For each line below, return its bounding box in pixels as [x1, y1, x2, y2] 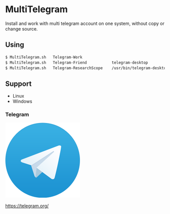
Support [5, 79, 32, 88]
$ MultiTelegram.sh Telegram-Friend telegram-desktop [5, 60, 148, 65]
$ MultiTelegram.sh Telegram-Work [5, 54, 82, 59]
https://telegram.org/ [5, 203, 49, 209]
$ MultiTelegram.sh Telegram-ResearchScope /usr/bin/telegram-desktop [5, 65, 168, 71]
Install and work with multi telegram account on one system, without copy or [5, 20, 165, 26]
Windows [12, 98, 32, 105]
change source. [5, 25, 38, 32]
